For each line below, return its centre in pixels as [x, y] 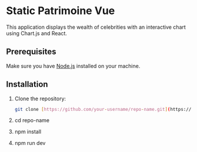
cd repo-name [32, 120]
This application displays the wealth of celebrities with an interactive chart [96, 27]
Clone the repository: [40, 99]
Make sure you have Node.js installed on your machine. [73, 66]
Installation [27, 84]
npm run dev [30, 143]
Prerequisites [31, 52]
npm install [28, 132]
